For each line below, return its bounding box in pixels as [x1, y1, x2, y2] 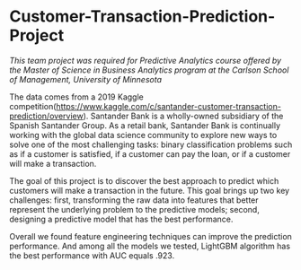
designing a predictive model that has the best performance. [9, 213, 234, 224]
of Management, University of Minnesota [9, 74, 163, 84]
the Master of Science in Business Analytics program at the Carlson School [9, 65, 289, 75]
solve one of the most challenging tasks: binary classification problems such [9, 139, 293, 150]
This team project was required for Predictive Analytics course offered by [9, 55, 281, 65]
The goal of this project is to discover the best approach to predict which [9, 175, 279, 186]
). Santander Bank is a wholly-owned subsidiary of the [83, 110, 284, 121]
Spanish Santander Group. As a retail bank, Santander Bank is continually [9, 119, 281, 131]
